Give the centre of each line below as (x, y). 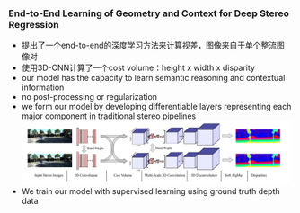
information (43, 87)
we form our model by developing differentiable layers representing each (156, 107)
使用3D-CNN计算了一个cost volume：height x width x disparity (138, 68)
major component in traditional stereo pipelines (109, 116)
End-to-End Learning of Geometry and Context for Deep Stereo (149, 13)
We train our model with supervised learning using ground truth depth (150, 191)
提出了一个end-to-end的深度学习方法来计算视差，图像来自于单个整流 (149, 45)
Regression (34, 24)
